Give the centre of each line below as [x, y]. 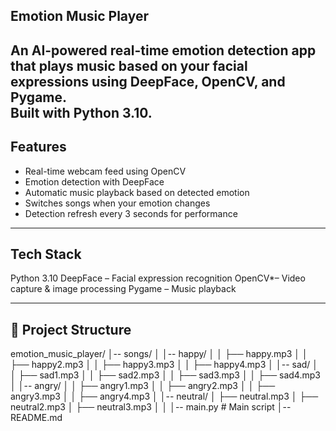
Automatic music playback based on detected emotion [137, 192]
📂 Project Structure [71, 329]
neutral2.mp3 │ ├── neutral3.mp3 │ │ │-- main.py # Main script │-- [151, 407]
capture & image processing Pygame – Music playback [123, 289]
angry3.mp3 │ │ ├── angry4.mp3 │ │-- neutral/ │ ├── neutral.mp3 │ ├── [164, 396]
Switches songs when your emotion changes [117, 203]
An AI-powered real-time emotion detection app [163, 50]
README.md [36, 418]
